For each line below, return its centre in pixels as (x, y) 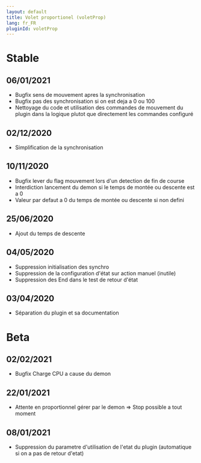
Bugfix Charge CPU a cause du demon (63, 374)
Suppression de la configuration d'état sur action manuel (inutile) (95, 273)
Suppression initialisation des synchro (62, 267)
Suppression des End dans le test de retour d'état (76, 280)
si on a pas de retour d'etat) (49, 453)
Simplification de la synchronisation (59, 147)
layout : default (26, 12)
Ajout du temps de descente (50, 233)
